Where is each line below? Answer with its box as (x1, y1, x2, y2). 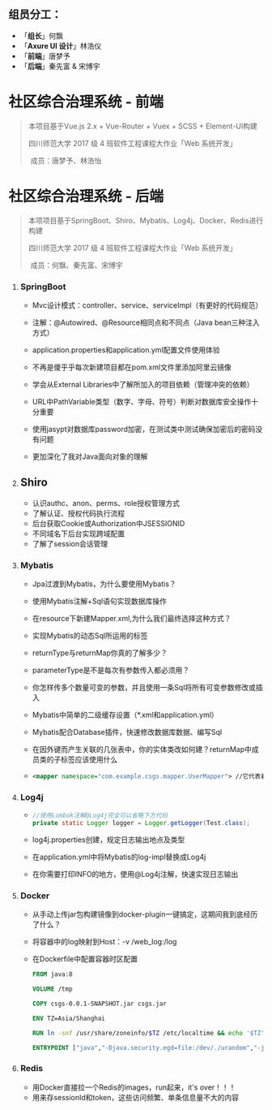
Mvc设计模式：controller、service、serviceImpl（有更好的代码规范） (32, 300, 263, 310)
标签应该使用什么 (60, 754, 118, 765)
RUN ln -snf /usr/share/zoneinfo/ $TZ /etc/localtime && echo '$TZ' (32, 1029, 265, 1037)
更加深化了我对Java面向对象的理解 (32, 451, 148, 461)
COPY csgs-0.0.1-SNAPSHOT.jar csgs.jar (32, 1000, 168, 1009)
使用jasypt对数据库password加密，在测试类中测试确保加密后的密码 (32, 424, 256, 434)
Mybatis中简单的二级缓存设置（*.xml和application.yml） (32, 710, 219, 720)
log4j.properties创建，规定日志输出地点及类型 (32, 835, 185, 844)
